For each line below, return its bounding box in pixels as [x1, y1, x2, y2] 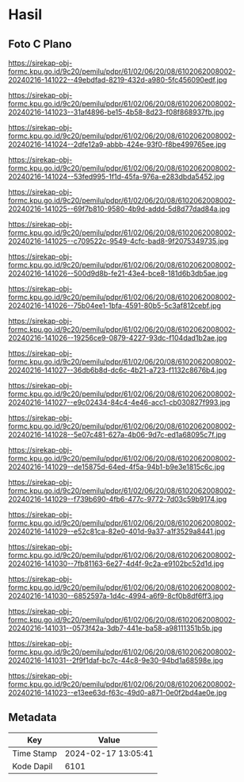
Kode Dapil [12, 761, 53, 772]
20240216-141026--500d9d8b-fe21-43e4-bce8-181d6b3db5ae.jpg [8, 268, 228, 278]
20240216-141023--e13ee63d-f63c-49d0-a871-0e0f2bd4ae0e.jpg [8, 688, 227, 697]
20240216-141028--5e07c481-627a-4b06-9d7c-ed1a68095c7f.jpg [8, 430, 227, 439]
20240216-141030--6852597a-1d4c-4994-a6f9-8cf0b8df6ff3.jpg [8, 591, 224, 600]
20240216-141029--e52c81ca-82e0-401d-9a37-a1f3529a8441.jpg [8, 526, 226, 536]
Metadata [8, 711, 57, 724]
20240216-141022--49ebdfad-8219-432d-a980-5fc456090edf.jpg [8, 75, 227, 84]
